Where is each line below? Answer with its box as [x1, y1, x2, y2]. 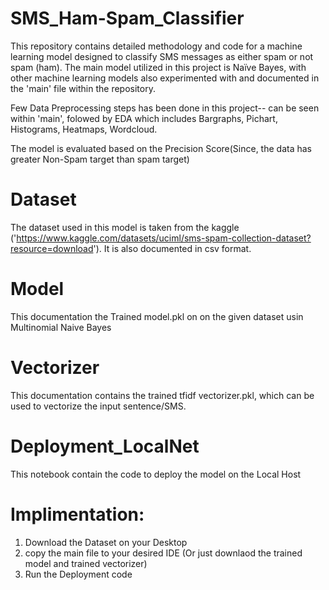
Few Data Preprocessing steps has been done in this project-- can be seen [10, 102, 320, 114]
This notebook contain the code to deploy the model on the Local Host [10, 468, 302, 480]
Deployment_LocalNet [10, 435, 200, 457]
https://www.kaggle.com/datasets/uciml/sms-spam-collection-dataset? [16, 232, 312, 244]
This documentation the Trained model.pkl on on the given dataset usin [10, 310, 304, 322]
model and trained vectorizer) [24, 557, 148, 569]
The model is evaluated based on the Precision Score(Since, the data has [10, 142, 312, 154]
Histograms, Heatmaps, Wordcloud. [10, 123, 158, 135]
